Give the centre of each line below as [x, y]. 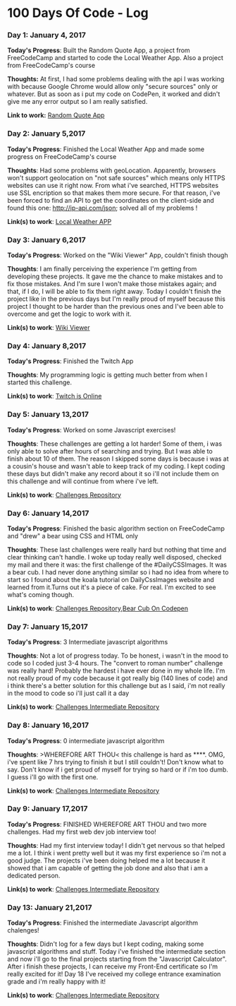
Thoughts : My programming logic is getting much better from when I [107, 375]
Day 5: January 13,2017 [48, 415]
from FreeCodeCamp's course [51, 66]
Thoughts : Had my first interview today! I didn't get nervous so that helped [116, 845]
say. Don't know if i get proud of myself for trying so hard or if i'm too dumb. [118, 769]
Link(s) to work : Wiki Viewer [49, 328]
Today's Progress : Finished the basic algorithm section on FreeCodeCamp [116, 528]
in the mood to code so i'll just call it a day [68, 693]
